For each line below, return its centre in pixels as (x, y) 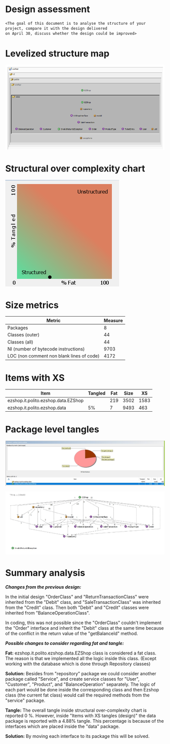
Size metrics (32, 305)
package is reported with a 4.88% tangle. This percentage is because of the (85, 721)
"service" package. (25, 700)
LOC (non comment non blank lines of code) (53, 356)
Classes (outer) (24, 335)
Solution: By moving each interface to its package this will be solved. (77, 736)
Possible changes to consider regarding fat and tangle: (65, 643)
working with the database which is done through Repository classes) (78, 664)
